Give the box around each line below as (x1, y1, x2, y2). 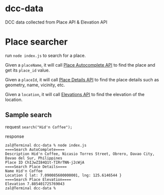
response (5, 133, 25, 139)
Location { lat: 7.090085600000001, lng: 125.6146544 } (5, 172, 122, 178)
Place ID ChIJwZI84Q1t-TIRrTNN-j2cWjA (5, 160, 84, 165)
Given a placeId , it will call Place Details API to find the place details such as (5, 76, 159, 82)
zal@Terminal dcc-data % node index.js (5, 143, 87, 147)
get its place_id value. (5, 67, 50, 73)
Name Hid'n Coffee (5, 169, 43, 173)
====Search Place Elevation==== (5, 177, 71, 182)
